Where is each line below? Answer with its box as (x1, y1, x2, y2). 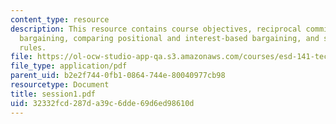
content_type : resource (10, 14, 110, 25)
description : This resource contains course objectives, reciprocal (10, 24, 302, 34)
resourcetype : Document (10, 80, 110, 90)
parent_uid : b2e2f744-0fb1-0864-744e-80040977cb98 (10, 71, 226, 81)
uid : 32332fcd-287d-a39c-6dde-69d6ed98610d (10, 98, 195, 108)
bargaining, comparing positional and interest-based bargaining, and (19, 33, 320, 43)
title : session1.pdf (10, 89, 97, 99)
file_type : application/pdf (10, 61, 128, 71)
